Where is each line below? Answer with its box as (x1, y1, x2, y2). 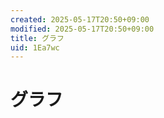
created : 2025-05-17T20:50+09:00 (10, 14, 150, 25)
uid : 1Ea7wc (10, 42, 60, 53)
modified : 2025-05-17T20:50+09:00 (10, 24, 155, 34)
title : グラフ (10, 33, 65, 43)
